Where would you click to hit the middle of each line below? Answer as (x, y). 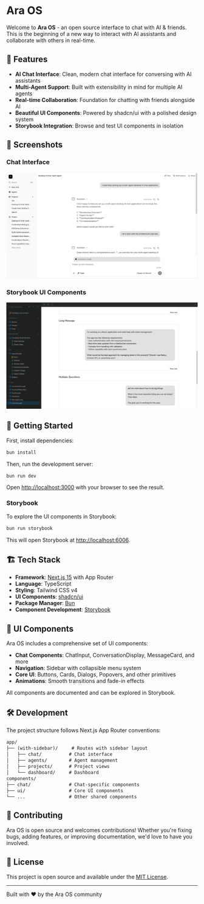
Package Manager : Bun (45, 603)
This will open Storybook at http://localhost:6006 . (68, 540)
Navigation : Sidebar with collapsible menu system (78, 668)
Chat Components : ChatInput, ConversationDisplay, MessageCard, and (105, 655)
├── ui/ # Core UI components (65, 790)
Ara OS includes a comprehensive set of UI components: (77, 643)
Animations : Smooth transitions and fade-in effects (80, 681)
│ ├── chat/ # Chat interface (59, 754)
